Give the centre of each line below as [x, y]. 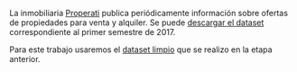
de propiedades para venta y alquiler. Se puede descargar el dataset [137, 22]
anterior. [25, 59]
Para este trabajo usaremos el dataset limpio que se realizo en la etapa [141, 49]
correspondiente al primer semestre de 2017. [93, 32]
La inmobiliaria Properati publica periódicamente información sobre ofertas [149, 13]
